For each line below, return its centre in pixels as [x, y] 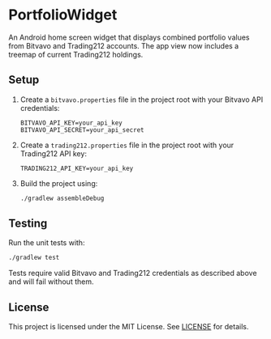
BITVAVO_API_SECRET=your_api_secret [82, 130]
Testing [28, 224]
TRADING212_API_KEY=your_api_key [77, 168]
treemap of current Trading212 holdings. [76, 54]
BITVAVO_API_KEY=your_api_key [71, 123]
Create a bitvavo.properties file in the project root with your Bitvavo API [142, 100]
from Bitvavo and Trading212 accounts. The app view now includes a [124, 45]
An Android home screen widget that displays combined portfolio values [129, 37]
